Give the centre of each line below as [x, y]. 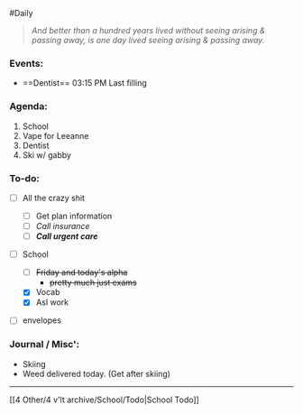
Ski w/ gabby [47, 155]
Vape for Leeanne [55, 135]
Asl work [52, 302]
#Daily [21, 13]
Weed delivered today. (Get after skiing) [96, 373]
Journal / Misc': [44, 345]
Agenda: [28, 106]
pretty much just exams [93, 282]
